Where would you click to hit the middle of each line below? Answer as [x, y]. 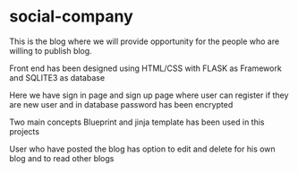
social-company [72, 17]
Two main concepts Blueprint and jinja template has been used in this [137, 122]
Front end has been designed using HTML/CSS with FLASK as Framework [145, 68]
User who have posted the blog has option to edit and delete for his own [142, 149]
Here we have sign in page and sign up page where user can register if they [149, 95]
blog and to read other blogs [62, 158]
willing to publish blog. [51, 50]
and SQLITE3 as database [57, 77]
